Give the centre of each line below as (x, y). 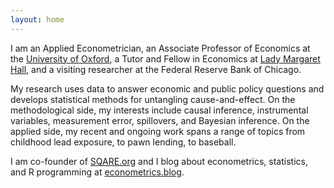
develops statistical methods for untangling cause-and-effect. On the (153, 99)
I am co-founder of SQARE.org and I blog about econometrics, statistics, (159, 161)
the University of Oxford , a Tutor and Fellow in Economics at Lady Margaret (165, 58)
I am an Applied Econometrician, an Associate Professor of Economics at (160, 48)
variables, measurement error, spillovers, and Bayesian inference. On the (160, 120)
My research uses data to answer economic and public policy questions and (167, 88)
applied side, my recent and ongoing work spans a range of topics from (158, 131)
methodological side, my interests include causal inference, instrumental (159, 110)
